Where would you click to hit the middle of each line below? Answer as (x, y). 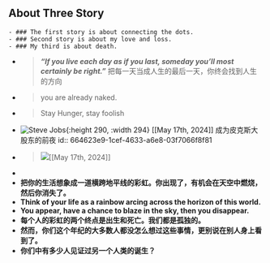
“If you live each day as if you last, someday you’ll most (137, 61)
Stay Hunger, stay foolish (82, 113)
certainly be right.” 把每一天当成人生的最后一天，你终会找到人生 (149, 71)
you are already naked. (79, 97)
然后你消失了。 (45, 192)
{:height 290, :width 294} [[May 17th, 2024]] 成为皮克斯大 (162, 130)
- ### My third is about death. (63, 46)
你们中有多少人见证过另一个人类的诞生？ (88, 250)
